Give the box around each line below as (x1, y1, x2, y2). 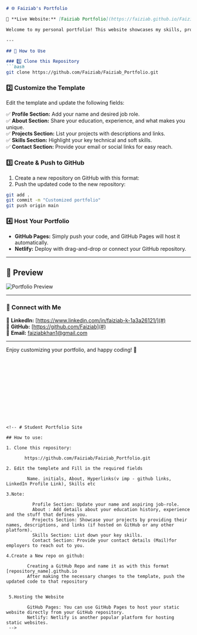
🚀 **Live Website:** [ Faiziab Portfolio (6, 16, 107, 22)
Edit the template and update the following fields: (6, 99, 125, 106)
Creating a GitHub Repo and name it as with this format (27, 563, 169, 569)
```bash (6, 64, 25, 70)
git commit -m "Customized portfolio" (6, 197, 101, 203)
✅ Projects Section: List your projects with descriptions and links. (6, 130, 165, 137)
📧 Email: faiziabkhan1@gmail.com (6, 329, 88, 336)
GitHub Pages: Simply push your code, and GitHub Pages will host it (14, 233, 180, 240)
